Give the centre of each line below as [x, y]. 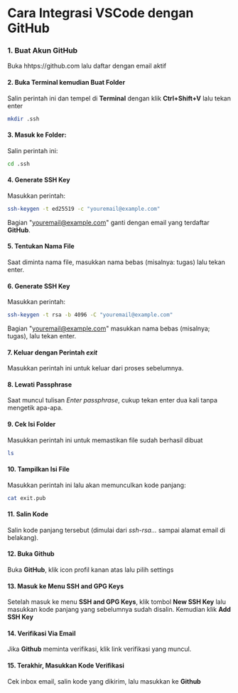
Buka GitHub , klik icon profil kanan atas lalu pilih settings [91, 569]
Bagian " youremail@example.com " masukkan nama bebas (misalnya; [109, 328]
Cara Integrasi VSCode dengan [101, 13]
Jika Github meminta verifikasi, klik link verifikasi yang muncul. [99, 649]
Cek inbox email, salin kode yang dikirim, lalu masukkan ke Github [104, 681]
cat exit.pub [27, 498]
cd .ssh [19, 164]
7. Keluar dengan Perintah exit [53, 352]
